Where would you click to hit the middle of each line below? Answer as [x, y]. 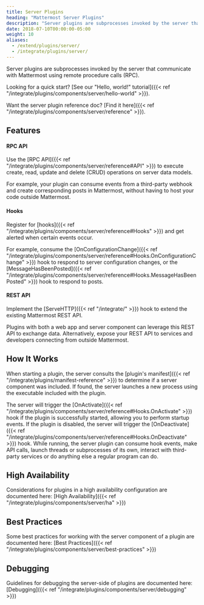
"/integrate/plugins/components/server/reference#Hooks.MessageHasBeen [101, 275]
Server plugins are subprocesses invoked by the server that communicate [99, 69]
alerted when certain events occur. [50, 237]
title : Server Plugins [35, 12]
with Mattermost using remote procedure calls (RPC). [73, 75]
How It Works [32, 359]
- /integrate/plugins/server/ [50, 52]
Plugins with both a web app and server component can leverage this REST [100, 327]
